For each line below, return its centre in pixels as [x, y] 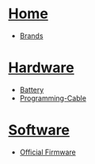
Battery [32, 90]
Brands [31, 36]
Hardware [41, 68]
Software [39, 130]
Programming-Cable [53, 98]
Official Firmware [48, 152]
